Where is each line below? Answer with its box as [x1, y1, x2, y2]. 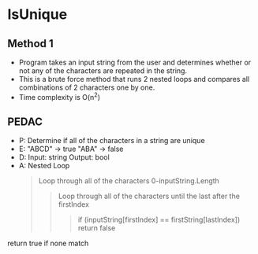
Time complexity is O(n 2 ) [18, 91, 100, 101]
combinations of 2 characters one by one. [18, 83, 155, 92]
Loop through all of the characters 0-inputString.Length [38, 176, 220, 186]
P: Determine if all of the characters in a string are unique [18, 136, 206, 145]
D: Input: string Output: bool [18, 153, 110, 162]
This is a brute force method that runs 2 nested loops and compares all [18, 75, 250, 83]
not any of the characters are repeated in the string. [18, 66, 187, 75]
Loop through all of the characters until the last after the [58, 191, 240, 201]
